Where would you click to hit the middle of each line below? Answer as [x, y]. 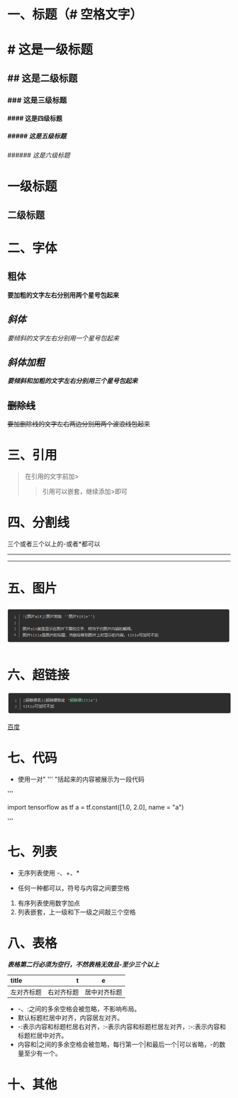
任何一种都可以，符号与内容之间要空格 [73, 888]
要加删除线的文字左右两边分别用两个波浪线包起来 [79, 424]
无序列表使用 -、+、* [49, 873]
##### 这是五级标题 [37, 136]
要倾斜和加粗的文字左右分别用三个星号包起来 [73, 381]
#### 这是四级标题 [35, 119]
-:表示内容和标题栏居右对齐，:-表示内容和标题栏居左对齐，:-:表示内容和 [122, 1027]
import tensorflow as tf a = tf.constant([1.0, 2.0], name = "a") [96, 807]
